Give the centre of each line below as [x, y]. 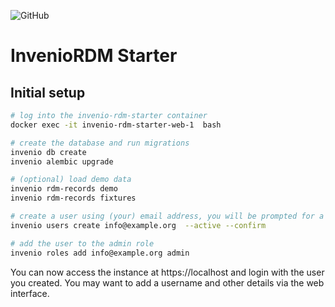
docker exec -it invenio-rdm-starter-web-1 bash [116, 125]
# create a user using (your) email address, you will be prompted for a [167, 216]
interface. [30, 293]
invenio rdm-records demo [64, 189]
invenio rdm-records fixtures [73, 198]
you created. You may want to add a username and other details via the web [167, 282]
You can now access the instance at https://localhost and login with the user [167, 272]
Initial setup [48, 92]
